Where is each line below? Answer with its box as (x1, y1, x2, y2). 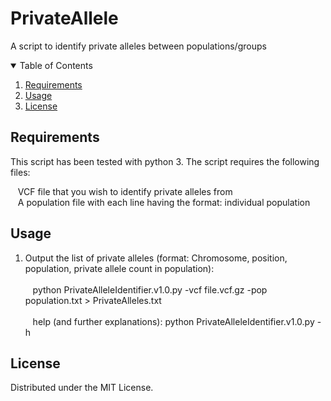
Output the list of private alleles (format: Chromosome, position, (24, 252, 288, 264)
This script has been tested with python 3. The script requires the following (10, 155, 320, 167)
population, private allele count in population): (24, 262, 215, 274)
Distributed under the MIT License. (10, 382, 154, 394)
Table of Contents (19, 59, 93, 71)
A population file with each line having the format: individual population (17, 196, 311, 208)
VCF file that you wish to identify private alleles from (17, 185, 233, 197)
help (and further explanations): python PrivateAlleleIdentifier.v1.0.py (32, 315, 315, 327)
